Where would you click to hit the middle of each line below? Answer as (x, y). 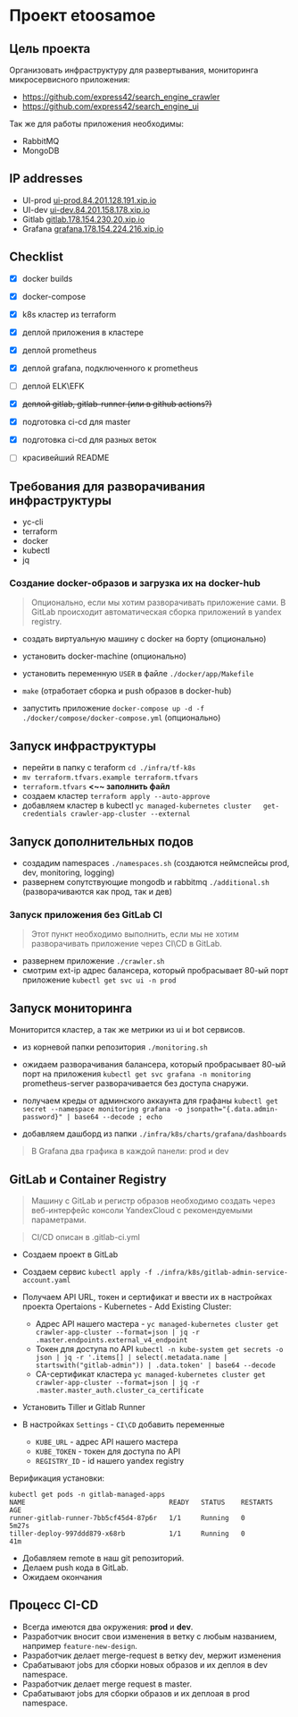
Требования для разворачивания (107, 486)
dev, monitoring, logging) (68, 872)
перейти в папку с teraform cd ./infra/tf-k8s (109, 768)
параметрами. (58, 1220)
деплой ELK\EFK (53, 386)
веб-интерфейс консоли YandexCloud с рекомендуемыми (141, 1210)
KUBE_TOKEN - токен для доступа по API (108, 1451)
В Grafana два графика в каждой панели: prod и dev (130, 1152)
